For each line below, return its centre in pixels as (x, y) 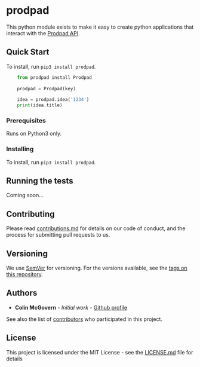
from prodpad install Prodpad (55, 77)
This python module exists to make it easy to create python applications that (100, 27)
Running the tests (40, 181)
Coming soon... (25, 195)
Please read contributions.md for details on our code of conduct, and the (96, 228)
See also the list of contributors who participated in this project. (84, 319)
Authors (22, 293)
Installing (20, 149)
